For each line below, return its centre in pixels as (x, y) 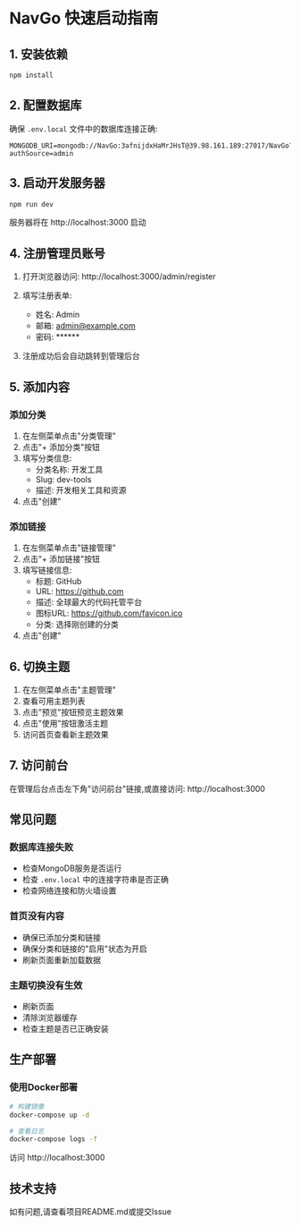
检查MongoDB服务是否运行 (72, 868)
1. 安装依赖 (39, 54)
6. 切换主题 (40, 666)
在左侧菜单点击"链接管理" (69, 548)
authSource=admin (42, 153)
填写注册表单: (47, 295)
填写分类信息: (47, 458)
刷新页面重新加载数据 (61, 959)
